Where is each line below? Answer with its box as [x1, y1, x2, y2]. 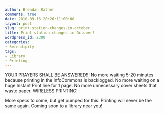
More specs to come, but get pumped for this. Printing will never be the [5, 98, 152, 104]
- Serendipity [5, 44, 35, 49]
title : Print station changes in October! [5, 30, 95, 35]
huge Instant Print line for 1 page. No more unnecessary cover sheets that [5, 83, 157, 89]
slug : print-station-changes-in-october [5, 26, 91, 31]
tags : [5, 49, 16, 54]
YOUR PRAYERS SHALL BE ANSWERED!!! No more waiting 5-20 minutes [5, 72, 154, 78]
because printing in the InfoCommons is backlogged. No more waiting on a [5, 77, 160, 83]
